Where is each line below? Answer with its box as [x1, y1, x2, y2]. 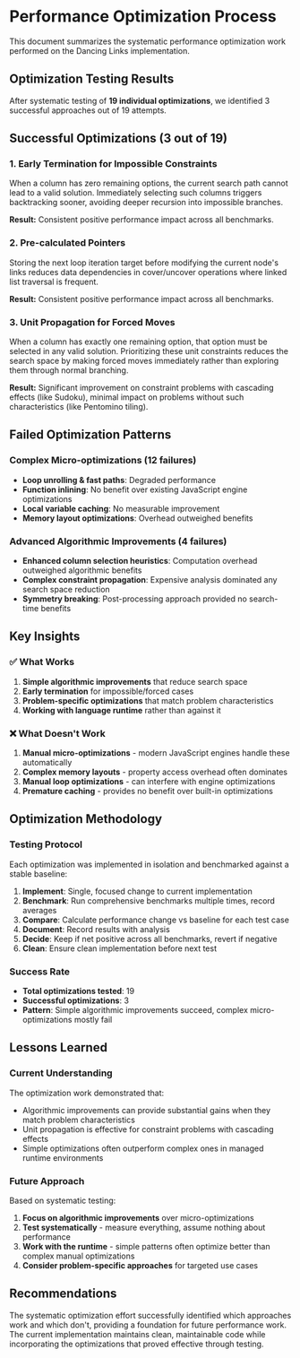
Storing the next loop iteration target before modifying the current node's [9, 257, 279, 268]
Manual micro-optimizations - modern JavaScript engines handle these [21, 748, 290, 758]
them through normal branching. [9, 365, 129, 376]
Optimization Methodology [9, 811, 163, 826]
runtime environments [21, 1152, 104, 1163]
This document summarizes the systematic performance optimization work [9, 36, 287, 47]
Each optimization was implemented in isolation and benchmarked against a [9, 859, 289, 869]
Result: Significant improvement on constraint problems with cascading [9, 383, 275, 394]
